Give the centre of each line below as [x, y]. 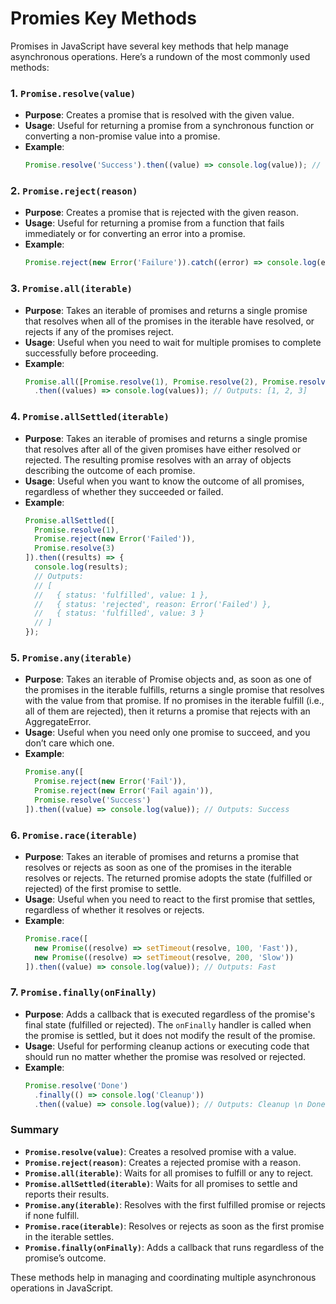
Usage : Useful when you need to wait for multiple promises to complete [173, 342]
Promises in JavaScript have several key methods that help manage [150, 46]
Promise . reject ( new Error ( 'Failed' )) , [115, 539]
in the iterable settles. [69, 1236]
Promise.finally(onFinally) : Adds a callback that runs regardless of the [174, 1247]
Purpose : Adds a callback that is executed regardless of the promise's [170, 1014]
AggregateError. [58, 722]
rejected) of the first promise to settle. [103, 888]
